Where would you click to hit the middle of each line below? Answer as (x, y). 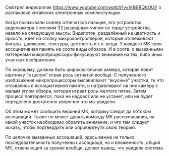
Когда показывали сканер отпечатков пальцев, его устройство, (74, 22)
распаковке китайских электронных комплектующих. (64, 13)
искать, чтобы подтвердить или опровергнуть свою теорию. (71, 127)
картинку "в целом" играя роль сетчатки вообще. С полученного (76, 75)
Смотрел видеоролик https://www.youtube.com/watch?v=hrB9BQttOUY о (83, 7)
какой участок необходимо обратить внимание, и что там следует (77, 122)
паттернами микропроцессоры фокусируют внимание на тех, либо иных (84, 54)
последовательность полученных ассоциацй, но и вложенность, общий (83, 142)
